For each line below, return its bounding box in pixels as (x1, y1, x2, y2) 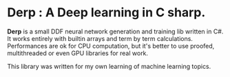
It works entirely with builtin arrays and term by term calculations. (7, 34, 193, 42)
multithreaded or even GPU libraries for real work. (7, 49, 149, 57)
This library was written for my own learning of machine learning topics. (7, 62, 211, 70)
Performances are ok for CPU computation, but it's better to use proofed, (7, 42, 215, 50)
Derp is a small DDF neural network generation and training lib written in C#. (7, 27, 224, 35)
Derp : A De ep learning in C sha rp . (7, 5, 206, 20)
